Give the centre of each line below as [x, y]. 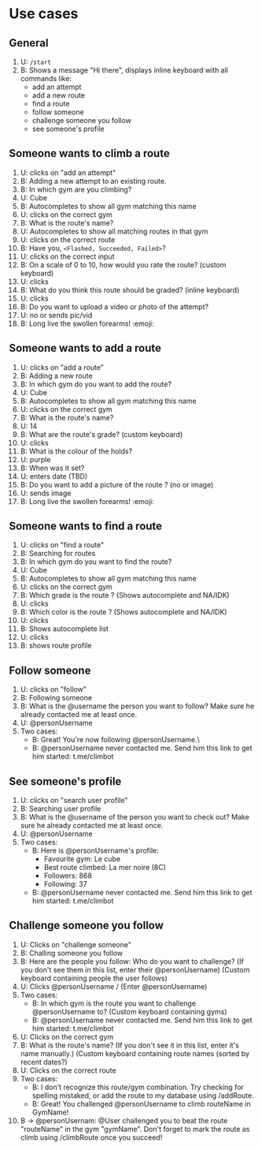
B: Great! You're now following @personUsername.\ [116, 740]
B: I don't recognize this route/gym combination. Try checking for [138, 1087]
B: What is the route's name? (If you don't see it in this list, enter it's [129, 1045]
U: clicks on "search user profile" [74, 801]
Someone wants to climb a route [89, 153]
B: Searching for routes [58, 554]
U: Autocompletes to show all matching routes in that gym [114, 231]
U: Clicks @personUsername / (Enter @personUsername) [114, 986]
